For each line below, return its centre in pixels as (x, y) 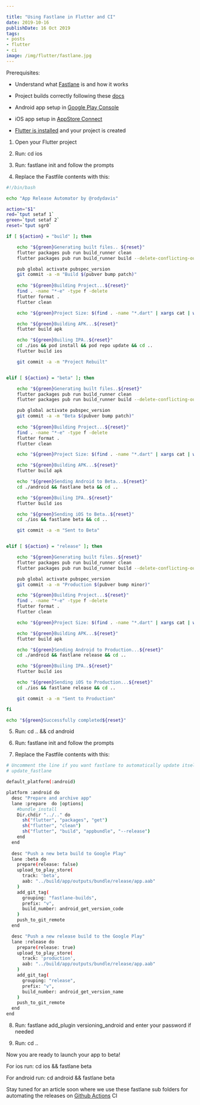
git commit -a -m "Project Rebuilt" (62, 362)
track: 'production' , (49, 958)
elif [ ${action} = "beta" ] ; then (50, 378)
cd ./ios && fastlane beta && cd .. (62, 520)
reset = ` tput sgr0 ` (29, 226)
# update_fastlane (29, 771)
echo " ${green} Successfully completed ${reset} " (66, 720)
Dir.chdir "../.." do (43, 815)
